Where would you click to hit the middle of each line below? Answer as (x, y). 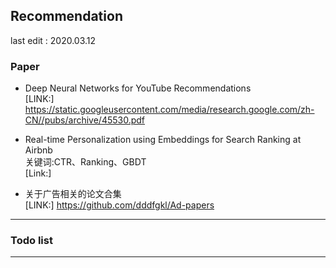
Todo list (31, 241)
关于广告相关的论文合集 (73, 194)
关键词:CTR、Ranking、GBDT (85, 162)
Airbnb (38, 150)
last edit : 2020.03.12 (53, 40)
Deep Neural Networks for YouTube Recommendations (138, 88)
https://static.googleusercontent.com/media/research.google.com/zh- (169, 110)
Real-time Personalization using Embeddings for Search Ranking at (163, 140)
